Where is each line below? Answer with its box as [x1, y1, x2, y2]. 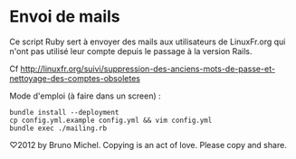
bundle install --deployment [9, 108, 119, 117]
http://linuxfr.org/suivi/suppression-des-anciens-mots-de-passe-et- [20, 63, 276, 74]
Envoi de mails [9, 6, 120, 27]
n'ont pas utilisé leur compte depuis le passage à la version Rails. [9, 45, 253, 56]
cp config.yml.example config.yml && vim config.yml [9, 116, 213, 125]
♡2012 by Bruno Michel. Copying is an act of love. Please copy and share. [9, 139, 287, 150]
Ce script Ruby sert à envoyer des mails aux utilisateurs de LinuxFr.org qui [9, 36, 286, 47]
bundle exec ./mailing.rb [9, 124, 107, 133]
